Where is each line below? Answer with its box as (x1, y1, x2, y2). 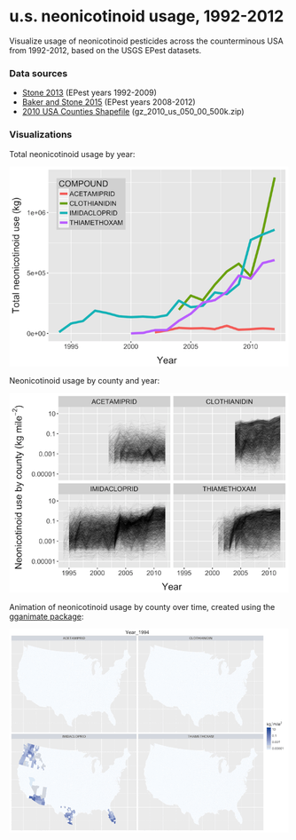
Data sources (9, 67, 68, 79)
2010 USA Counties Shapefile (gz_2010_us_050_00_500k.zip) (21, 107, 245, 117)
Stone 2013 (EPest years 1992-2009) (21, 87, 158, 99)
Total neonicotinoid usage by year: (9, 148, 136, 159)
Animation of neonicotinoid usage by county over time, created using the (9, 601, 276, 612)
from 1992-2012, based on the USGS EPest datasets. (9, 44, 202, 55)
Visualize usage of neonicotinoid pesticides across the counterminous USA (9, 36, 284, 46)
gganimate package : (9, 611, 84, 622)
